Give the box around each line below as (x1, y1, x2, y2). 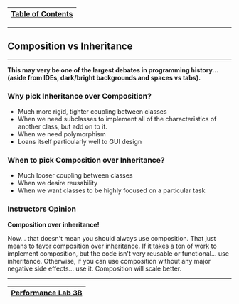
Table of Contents (11, 9, 73, 18)
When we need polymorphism (17, 130, 106, 139)
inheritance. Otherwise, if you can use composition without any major (7, 256, 211, 265)
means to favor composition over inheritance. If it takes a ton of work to (7, 241, 217, 250)
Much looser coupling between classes (17, 171, 133, 180)
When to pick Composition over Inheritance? (7, 156, 165, 165)
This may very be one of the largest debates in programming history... (7, 65, 219, 74)
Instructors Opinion (7, 204, 77, 214)
